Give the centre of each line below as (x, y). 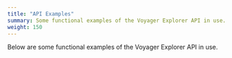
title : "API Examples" (41, 14)
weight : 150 (25, 27)
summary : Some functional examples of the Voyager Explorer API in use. (117, 21)
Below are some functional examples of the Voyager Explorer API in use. (112, 47)
